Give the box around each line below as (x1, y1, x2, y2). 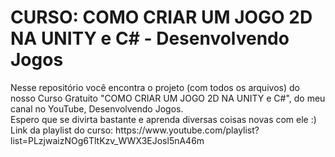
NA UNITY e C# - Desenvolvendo (10, 27, 290, 50)
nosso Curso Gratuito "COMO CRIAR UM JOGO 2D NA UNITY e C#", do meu (10, 92, 326, 104)
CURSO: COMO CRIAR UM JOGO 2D (10, 6, 313, 29)
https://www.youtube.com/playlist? (115, 124, 260, 136)
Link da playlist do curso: (10, 124, 114, 136)
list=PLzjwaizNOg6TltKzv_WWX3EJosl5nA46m (10, 134, 205, 146)
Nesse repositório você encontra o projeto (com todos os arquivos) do (10, 81, 300, 93)
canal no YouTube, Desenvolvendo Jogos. (10, 102, 184, 115)
